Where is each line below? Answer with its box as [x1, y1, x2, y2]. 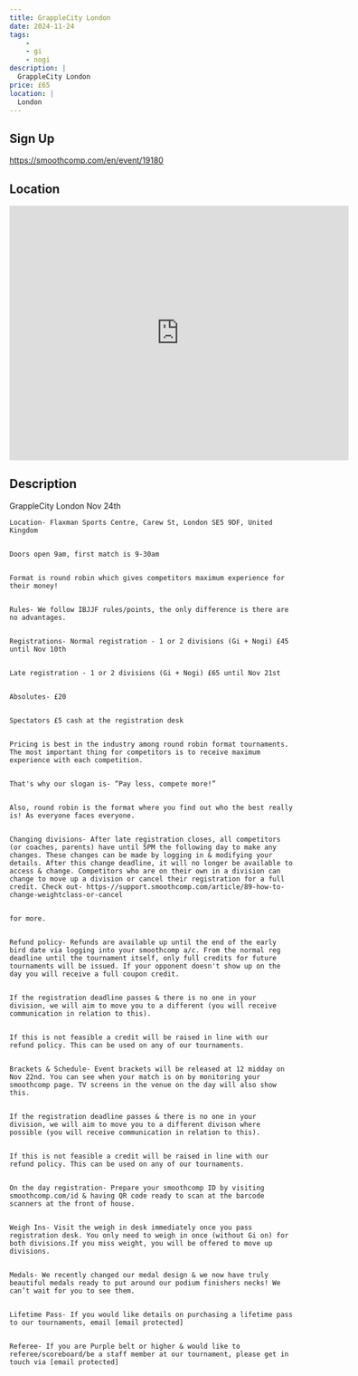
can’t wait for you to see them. [9, 1286, 136, 1295]
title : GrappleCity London [9, 13, 111, 23]
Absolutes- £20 [9, 692, 67, 702]
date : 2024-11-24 [9, 22, 75, 31]
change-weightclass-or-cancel [9, 890, 124, 899]
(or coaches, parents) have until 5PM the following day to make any [9, 843, 278, 852]
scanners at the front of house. [9, 1199, 136, 1209]
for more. [9, 913, 47, 923]
